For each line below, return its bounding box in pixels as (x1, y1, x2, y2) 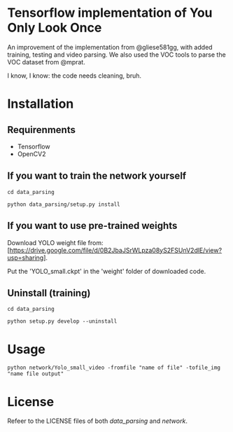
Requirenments (7, 124, 76, 136)
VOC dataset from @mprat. (7, 57, 85, 66)
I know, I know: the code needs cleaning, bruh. (7, 71, 142, 80)
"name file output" (7, 370, 64, 377)
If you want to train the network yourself (7, 170, 187, 182)
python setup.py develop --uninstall (7, 318, 118, 325)
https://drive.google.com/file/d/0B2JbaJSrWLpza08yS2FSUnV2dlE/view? (9, 246, 223, 254)
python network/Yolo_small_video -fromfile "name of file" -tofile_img (7, 364, 220, 372)
